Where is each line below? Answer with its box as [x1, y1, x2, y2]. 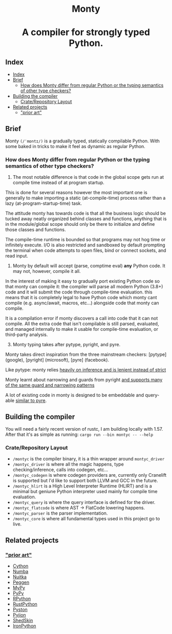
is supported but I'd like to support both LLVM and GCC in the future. [12, 477, 158, 484]
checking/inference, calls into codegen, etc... [12, 467, 109, 473]
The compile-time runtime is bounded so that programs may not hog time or [5, 237, 166, 243]
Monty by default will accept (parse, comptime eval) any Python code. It [12, 263, 165, 269]
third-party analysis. [5, 331, 48, 338]
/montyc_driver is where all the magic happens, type [12, 461, 124, 468]
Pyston [12, 606, 28, 612]
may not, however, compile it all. [12, 268, 81, 274]
